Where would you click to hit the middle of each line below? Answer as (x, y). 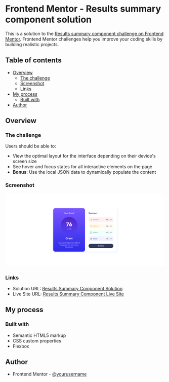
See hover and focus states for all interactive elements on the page (82, 167)
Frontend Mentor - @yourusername (50, 374)
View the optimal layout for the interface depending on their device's (84, 156)
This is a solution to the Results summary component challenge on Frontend (85, 33)
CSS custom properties (37, 340)
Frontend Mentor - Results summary (83, 9)
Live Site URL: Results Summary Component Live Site (68, 294)
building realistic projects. (32, 44)
